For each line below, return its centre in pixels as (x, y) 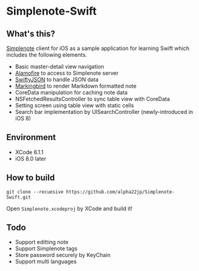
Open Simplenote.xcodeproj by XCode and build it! (69, 208)
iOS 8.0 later (31, 158)
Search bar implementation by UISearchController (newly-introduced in (104, 112)
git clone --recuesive (35, 192)
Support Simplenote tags (46, 248)
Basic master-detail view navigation (59, 66)
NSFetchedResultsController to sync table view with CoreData (93, 99)
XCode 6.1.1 (29, 152)
